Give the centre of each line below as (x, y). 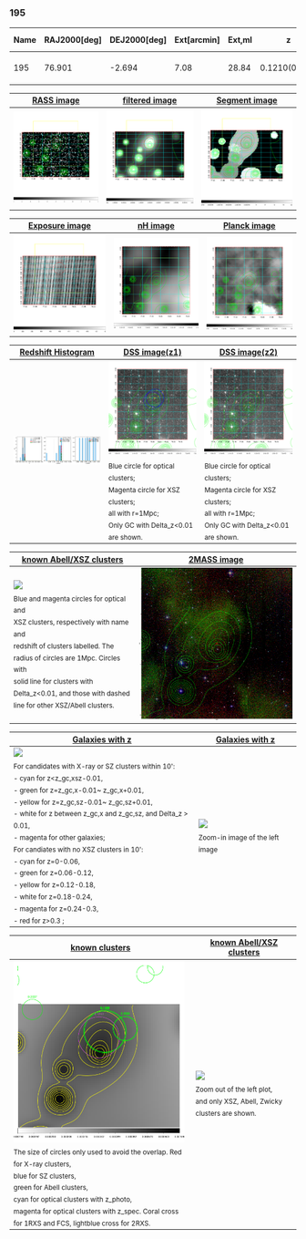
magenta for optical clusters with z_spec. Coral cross (96, 1211)
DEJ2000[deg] (138, 40)
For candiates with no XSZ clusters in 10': (78, 850)
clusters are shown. (226, 1113)
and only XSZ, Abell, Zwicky (239, 1101)
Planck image (249, 226)
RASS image (56, 100)
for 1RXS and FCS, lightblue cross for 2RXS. (82, 1224)
